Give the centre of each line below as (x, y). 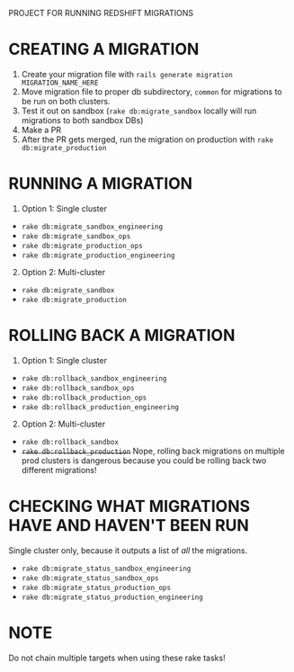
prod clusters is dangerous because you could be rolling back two (144, 460)
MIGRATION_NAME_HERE (60, 83)
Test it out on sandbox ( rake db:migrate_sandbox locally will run (139, 111)
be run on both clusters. (66, 101)
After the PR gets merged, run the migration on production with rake (147, 139)
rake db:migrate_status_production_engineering (112, 597)
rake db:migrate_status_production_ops (96, 587)
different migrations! (59, 470)
